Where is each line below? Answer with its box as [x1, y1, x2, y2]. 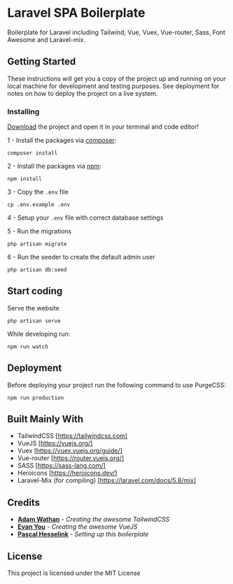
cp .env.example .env [7, 201, 71, 208]
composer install [7, 150, 58, 157]
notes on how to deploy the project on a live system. [7, 89, 158, 97]
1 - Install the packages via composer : [7, 136, 117, 145]
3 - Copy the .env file [7, 187, 69, 197]
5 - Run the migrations [7, 227, 72, 236]
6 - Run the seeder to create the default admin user [7, 253, 155, 262]
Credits [7, 497, 41, 508]
